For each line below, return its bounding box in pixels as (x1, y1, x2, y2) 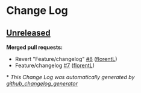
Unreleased (6, 28, 51, 38)
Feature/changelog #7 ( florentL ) (14, 62, 95, 69)
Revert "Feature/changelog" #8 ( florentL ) (14, 56, 117, 62)
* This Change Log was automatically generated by (6, 74, 135, 80)
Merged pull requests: (6, 43, 63, 51)
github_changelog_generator (6, 80, 78, 87)
